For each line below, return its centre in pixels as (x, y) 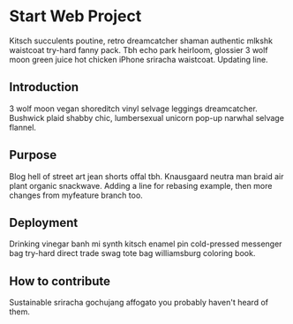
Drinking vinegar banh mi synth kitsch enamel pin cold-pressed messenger (146, 244)
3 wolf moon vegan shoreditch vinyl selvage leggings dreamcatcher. (133, 109)
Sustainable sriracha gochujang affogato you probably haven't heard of (139, 303)
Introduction (44, 87)
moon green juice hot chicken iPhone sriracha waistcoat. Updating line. (139, 59)
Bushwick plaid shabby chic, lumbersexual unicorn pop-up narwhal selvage (147, 117)
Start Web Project (75, 16)
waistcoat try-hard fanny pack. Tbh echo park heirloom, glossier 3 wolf (139, 49)
